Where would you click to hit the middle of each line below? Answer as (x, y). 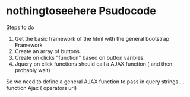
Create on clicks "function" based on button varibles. (80, 57)
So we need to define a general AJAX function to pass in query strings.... (95, 82)
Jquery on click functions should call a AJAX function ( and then (94, 64)
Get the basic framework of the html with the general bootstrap (92, 38)
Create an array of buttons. (48, 51)
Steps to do (20, 27)
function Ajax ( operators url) (42, 88)
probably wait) (32, 70)
